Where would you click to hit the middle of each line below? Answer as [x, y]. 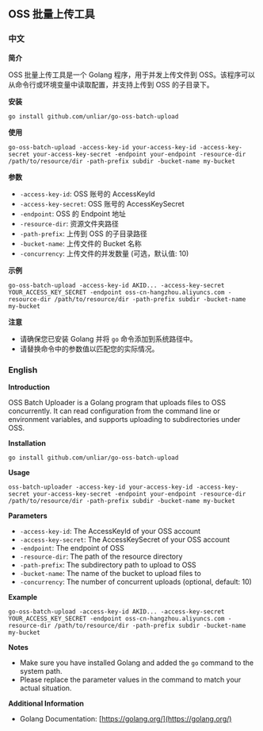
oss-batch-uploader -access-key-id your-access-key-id [101, 487]
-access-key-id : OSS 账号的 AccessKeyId [88, 194]
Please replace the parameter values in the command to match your [130, 679]
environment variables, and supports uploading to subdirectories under [124, 419]
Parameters [28, 516]
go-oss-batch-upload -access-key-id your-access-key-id [102, 147]
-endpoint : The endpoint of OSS [72, 547]
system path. [41, 671]
